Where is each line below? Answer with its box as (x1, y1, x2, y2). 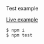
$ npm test (6, 32, 33, 38)
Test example (6, 5, 39, 12)
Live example (6, 16, 38, 23)
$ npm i (6, 27, 25, 33)
